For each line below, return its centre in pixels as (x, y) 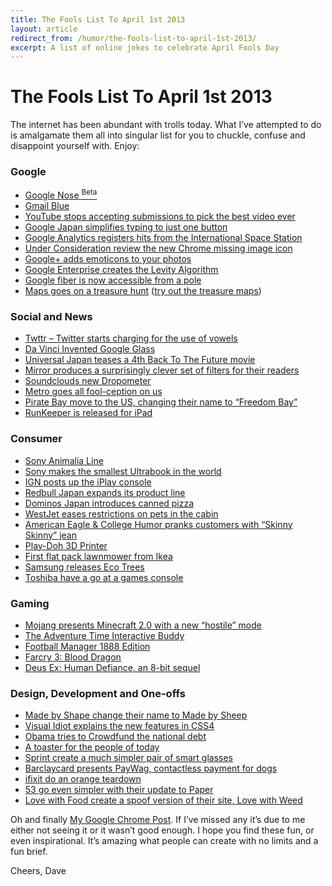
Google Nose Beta (61, 194)
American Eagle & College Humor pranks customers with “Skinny (158, 524)
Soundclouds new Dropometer (88, 381)
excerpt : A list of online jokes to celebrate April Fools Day (145, 47)
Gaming (30, 603)
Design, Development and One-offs (98, 693)
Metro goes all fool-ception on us (93, 392)
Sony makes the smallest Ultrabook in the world (123, 471)
